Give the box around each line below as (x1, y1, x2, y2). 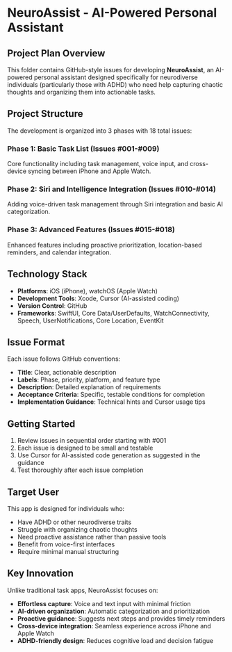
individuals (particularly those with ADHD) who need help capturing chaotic (7, 81, 224, 88)
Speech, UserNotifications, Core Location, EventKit (17, 316, 165, 325)
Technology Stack (7, 268, 88, 280)
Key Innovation (7, 568, 74, 580)
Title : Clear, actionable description (17, 368, 117, 377)
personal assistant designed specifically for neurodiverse (33, 73, 198, 81)
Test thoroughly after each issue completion (17, 466, 144, 474)
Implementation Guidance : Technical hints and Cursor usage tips (17, 398, 206, 406)
